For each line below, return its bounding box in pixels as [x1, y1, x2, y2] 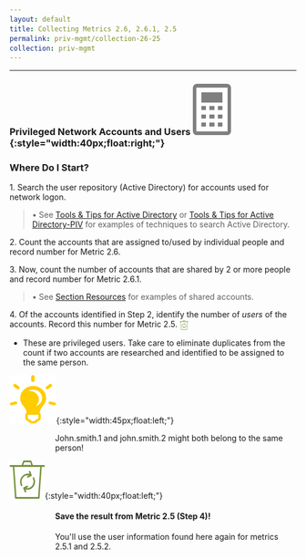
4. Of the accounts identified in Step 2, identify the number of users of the [9, 309, 288, 320]
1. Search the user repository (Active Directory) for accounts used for [9, 182, 270, 193]
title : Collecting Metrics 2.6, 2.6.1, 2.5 [9, 24, 178, 34]
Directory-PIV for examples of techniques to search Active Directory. [31, 219, 290, 230]
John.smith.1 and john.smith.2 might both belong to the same [55, 432, 284, 443]
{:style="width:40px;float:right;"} [9, 137, 166, 150]
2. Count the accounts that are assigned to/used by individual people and [9, 237, 285, 248]
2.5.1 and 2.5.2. [55, 541, 112, 552]
